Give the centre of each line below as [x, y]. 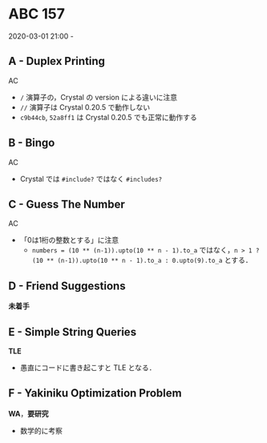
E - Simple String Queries [73, 332]
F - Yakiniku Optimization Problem [95, 393]
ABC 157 [37, 14]
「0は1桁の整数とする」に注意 [69, 240]
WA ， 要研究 [28, 413]
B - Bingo [32, 143]
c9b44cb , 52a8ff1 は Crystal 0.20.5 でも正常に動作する [109, 117]
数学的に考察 [41, 430]
